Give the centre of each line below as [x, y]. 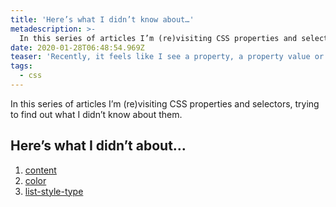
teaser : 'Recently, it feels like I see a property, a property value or [167, 57]
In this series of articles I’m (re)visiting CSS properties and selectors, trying [165, 103]
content [40, 170]
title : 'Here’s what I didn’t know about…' [102, 19]
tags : [21, 66]
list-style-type [54, 191]
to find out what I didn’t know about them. [96, 114]
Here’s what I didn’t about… [98, 146]
